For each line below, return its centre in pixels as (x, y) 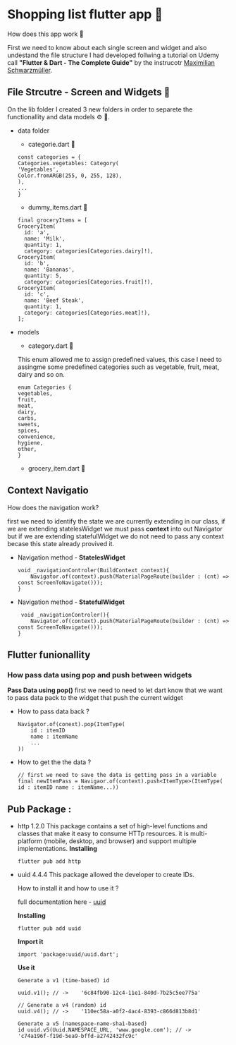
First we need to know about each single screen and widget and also (107, 47)
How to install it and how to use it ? (68, 888)
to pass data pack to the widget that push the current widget (95, 698)
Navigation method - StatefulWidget (71, 602)
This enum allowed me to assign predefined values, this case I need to (119, 359)
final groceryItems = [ (52, 220)
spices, (29, 430)
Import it (30, 942)
